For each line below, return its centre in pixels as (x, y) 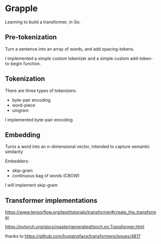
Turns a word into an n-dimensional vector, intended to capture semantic (77, 147)
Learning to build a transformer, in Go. (43, 22)
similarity (14, 152)
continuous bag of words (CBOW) (46, 176)
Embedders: (17, 161)
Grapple (21, 9)
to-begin (14, 63)
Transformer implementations (51, 200)
